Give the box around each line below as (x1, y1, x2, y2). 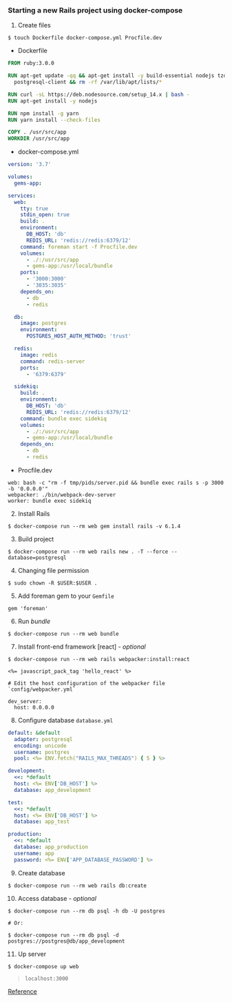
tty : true (20, 205, 49, 212)
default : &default (8, 729, 61, 736)
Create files (17, 21, 51, 30)
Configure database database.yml (17, 716, 114, 724)
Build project (17, 534, 54, 543)
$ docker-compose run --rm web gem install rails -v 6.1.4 (8, 523, 181, 530)
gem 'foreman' (8, 605, 49, 612)
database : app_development (14, 786, 92, 793)
